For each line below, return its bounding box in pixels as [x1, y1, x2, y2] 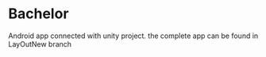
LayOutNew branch [8, 39, 72, 48]
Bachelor [8, 5, 69, 23]
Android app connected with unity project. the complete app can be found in [8, 31, 259, 40]
